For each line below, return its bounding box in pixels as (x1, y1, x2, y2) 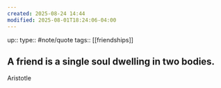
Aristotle (7, 74, 31, 82)
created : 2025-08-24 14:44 (7, 10, 85, 17)
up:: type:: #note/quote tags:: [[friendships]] (7, 35, 134, 44)
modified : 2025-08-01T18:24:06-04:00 (7, 17, 117, 24)
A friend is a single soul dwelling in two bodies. (7, 55, 215, 67)
